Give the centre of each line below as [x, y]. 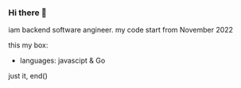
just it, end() [28, 76]
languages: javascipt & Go [62, 61]
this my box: [28, 45]
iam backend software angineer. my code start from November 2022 [120, 30]
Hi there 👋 [28, 13]
